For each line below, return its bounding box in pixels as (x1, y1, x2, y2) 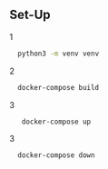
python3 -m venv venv (17, 49, 100, 58)
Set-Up (9, 7, 52, 23)
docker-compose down (17, 151, 95, 160)
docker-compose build (17, 83, 100, 92)
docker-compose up (21, 117, 92, 126)
